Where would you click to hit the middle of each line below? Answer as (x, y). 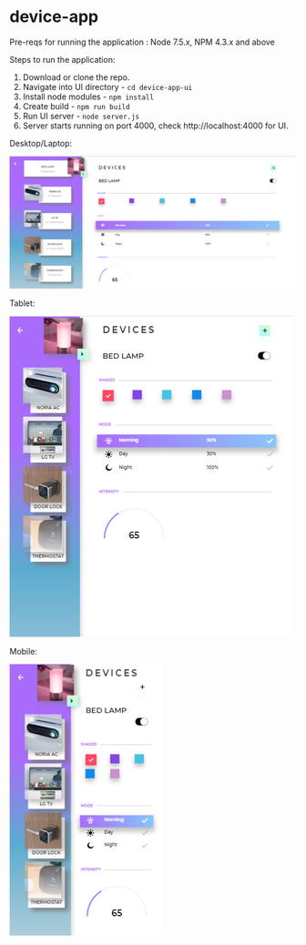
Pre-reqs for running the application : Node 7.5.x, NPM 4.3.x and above (143, 42)
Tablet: (22, 303)
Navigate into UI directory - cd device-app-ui (107, 86)
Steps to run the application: (62, 59)
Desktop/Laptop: (41, 143)
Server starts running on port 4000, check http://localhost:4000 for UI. (155, 126)
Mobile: (24, 651)
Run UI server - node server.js (81, 116)
